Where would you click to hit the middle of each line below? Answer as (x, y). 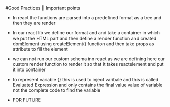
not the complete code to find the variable (56, 90)
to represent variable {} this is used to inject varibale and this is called (86, 79)
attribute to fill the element (40, 49)
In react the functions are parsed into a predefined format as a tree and (87, 17)
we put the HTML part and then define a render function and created (84, 38)
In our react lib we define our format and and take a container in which (86, 33)
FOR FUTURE (27, 100)
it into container (29, 69)
